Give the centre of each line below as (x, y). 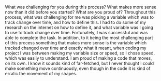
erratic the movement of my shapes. (41, 74)
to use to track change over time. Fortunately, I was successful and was (77, 33)
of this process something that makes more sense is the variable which (76, 43)
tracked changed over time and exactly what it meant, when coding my (76, 48)
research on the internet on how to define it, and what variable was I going (79, 27)
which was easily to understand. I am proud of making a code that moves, (79, 58)
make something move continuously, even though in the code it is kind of (78, 68)
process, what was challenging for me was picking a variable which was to (80, 17)
